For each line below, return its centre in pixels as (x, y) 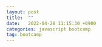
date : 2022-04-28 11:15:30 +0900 (51, 23)
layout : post (23, 12)
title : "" (20, 18)
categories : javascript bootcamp (49, 29)
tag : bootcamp (24, 35)
